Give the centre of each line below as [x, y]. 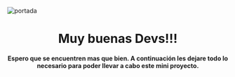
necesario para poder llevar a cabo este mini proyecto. [118, 65]
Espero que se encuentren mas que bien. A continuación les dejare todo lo [118, 58]
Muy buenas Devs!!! [117, 39]
